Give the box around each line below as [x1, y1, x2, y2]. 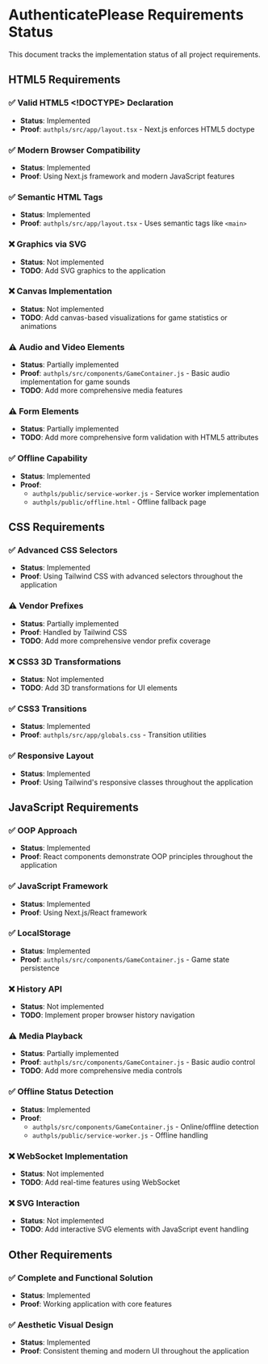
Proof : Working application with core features [19, 1299, 172, 1309]
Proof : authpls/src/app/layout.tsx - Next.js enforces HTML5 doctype [19, 124, 255, 134]
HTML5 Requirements [8, 73, 121, 86]
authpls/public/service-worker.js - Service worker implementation [31, 488, 260, 498]
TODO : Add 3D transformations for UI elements [19, 683, 178, 693]
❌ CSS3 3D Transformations [8, 656, 122, 667]
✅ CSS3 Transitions [8, 703, 87, 714]
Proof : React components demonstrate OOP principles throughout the [19, 852, 253, 861]
